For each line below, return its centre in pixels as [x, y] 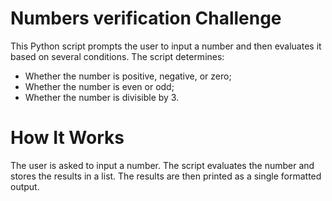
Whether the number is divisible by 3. [102, 97]
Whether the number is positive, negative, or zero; [128, 76]
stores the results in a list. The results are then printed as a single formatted [166, 176]
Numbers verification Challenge [146, 18]
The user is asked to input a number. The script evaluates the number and [162, 165]
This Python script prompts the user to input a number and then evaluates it [166, 46]
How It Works [67, 138]
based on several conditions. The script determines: [117, 56]
